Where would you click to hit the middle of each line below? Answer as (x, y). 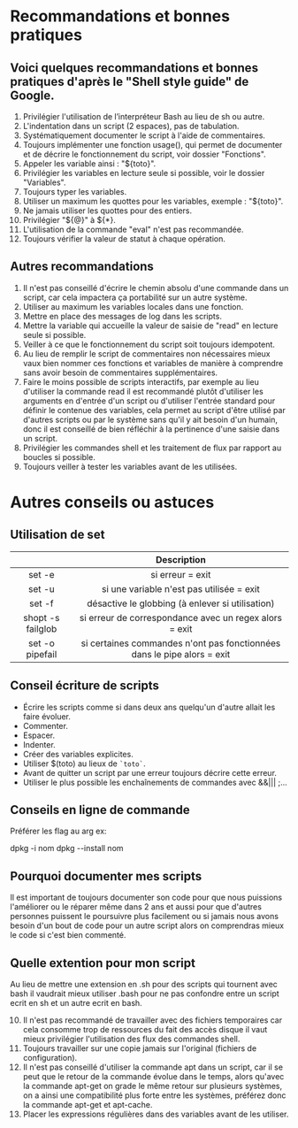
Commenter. (46, 725)
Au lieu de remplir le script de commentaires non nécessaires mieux (146, 353)
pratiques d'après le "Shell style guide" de (130, 81)
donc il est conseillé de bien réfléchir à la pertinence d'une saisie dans (151, 429)
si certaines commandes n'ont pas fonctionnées (181, 643)
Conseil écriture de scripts (85, 686)
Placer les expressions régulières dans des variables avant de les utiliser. (156, 1114)
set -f (41, 603)
